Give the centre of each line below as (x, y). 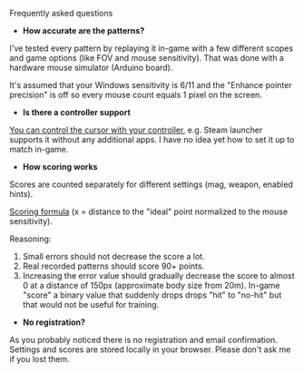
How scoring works (60, 167)
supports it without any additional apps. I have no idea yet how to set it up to (152, 139)
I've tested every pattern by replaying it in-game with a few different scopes (151, 48)
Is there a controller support (77, 112)
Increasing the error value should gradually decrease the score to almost (158, 275)
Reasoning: (30, 239)
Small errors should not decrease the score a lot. (114, 256)
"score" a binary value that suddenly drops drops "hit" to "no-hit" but (152, 295)
